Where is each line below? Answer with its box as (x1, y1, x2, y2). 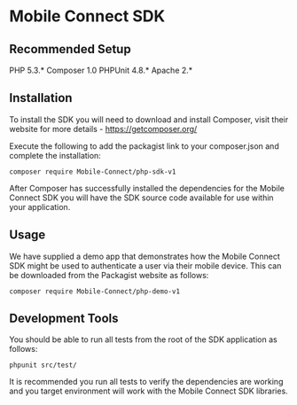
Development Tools (9, 311, 119, 326)
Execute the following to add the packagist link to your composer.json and (9, 140, 279, 152)
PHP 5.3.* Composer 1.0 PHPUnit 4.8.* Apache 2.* (9, 65, 193, 75)
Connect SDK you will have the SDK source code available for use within (9, 192, 274, 203)
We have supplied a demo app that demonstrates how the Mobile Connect (9, 251, 281, 261)
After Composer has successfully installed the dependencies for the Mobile (9, 183, 285, 193)
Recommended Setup (9, 42, 131, 57)
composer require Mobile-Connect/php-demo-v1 (9, 286, 180, 296)
